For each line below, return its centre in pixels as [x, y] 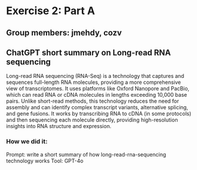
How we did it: [27, 142]
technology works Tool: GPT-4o [45, 161]
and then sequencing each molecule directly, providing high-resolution [92, 120]
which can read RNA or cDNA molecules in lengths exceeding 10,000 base [97, 95]
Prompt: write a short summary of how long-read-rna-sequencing [86, 154]
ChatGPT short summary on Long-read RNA [88, 52]
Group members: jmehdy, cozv [64, 33]
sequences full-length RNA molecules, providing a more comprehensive [93, 82]
